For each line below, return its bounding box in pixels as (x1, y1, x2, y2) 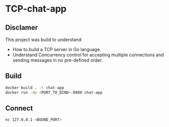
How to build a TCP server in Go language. (12, 47, 101, 52)
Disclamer (5, 23, 38, 32)
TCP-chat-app (5, 3, 67, 15)
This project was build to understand (5, 36, 82, 43)
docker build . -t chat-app (5, 85, 65, 90)
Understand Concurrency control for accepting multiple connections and (12, 52, 164, 58)
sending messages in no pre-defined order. (12, 57, 103, 63)
